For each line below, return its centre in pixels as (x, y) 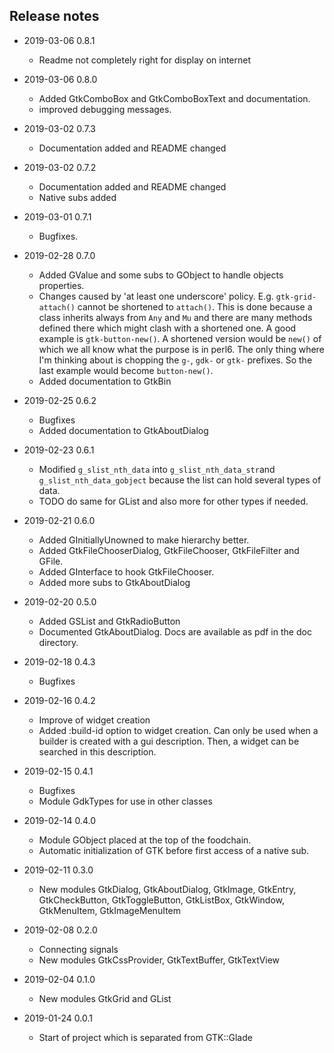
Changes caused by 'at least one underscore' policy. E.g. (156, 296)
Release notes (54, 16)
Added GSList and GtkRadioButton (109, 621)
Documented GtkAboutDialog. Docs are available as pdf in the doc (175, 631)
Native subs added (77, 197)
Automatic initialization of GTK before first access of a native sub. (174, 850)
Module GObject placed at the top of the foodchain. (145, 840)
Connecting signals (78, 949)
